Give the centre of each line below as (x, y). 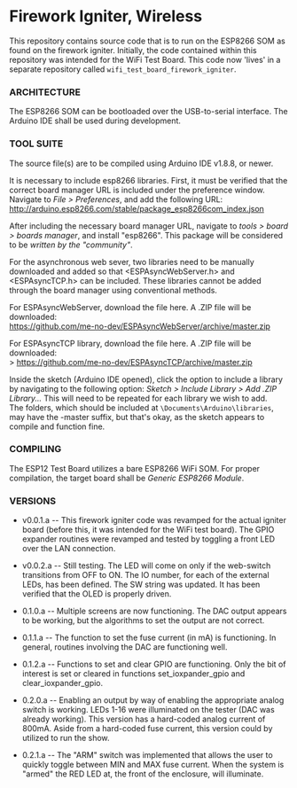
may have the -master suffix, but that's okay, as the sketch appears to (137, 417)
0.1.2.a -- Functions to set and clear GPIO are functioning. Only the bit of (154, 664)
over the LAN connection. (69, 549)
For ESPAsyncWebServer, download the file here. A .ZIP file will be (130, 307)
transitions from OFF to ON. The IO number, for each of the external (145, 575)
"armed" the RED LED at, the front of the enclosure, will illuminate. (143, 774)
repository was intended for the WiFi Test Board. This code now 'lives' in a (145, 59)
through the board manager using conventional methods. (113, 290)
